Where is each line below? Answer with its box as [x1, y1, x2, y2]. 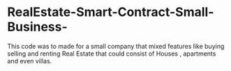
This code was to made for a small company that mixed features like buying [7, 42, 225, 50]
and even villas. [7, 56, 52, 65]
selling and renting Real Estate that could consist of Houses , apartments [7, 49, 216, 58]
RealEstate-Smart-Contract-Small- [7, 4, 214, 20]
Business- [7, 19, 68, 35]
